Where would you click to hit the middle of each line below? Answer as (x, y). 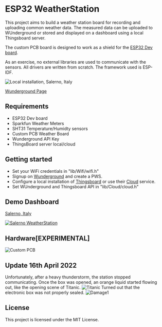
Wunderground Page (26, 91)
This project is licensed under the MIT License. (52, 319)
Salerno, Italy (18, 214)
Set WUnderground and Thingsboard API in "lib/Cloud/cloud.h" (75, 186)
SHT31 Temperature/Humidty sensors (50, 128)
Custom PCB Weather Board (40, 134)
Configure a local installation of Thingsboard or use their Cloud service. (84, 182)
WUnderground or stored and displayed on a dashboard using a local (74, 33)
